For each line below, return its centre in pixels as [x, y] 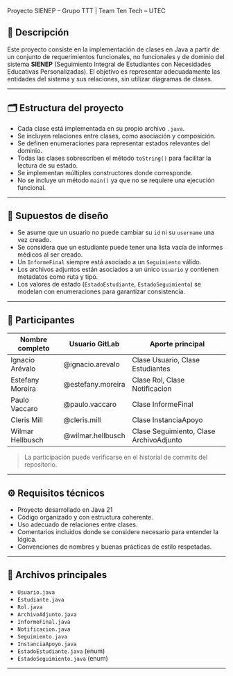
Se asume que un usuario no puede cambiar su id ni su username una [116, 232]
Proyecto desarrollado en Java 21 [65, 510]
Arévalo [23, 369]
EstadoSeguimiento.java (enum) [63, 658]
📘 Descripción [38, 32]
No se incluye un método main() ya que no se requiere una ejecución [116, 180]
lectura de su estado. [48, 165]
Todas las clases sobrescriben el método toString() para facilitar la [114, 158]
